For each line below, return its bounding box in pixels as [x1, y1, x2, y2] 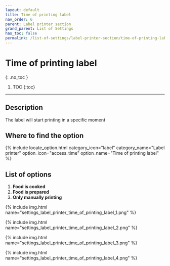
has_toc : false [5, 31, 37, 36]
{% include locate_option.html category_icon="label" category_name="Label [5, 145, 165, 151]
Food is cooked [12, 184, 46, 190]
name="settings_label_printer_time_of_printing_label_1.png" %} [5, 209, 137, 215]
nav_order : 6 [5, 17, 33, 22]
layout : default [5, 7, 39, 13]
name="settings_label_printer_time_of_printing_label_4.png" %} [5, 255, 138, 261]
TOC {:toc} [12, 84, 35, 90]
